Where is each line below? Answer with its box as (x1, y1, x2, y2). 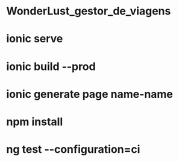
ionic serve (6, 32, 63, 46)
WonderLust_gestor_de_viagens (6, 4, 171, 18)
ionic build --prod (6, 59, 96, 73)
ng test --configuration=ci (6, 143, 140, 157)
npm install (6, 115, 63, 128)
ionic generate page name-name (6, 87, 174, 101)
